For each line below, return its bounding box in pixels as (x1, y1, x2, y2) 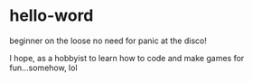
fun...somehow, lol (9, 62, 79, 73)
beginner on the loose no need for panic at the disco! (9, 35, 208, 46)
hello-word (9, 5, 94, 26)
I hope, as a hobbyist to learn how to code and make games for (9, 52, 245, 63)
